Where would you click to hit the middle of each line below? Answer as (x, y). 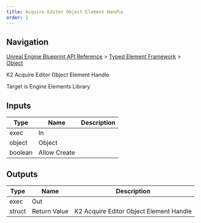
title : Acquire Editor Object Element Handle (65, 12)
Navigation (27, 42)
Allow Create (57, 153)
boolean (21, 153)
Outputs (22, 174)
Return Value (50, 211)
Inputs (19, 106)
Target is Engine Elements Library (48, 87)
